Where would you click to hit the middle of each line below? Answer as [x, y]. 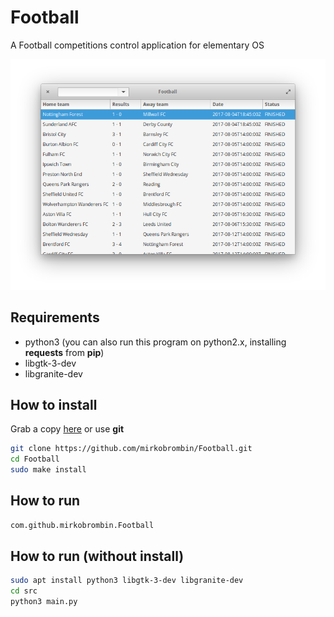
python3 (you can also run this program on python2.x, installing [155, 342]
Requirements [55, 317]
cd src [24, 591]
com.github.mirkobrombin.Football [82, 525]
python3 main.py [44, 602]
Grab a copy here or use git [67, 429]
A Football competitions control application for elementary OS [137, 45]
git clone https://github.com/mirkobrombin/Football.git [131, 449]
